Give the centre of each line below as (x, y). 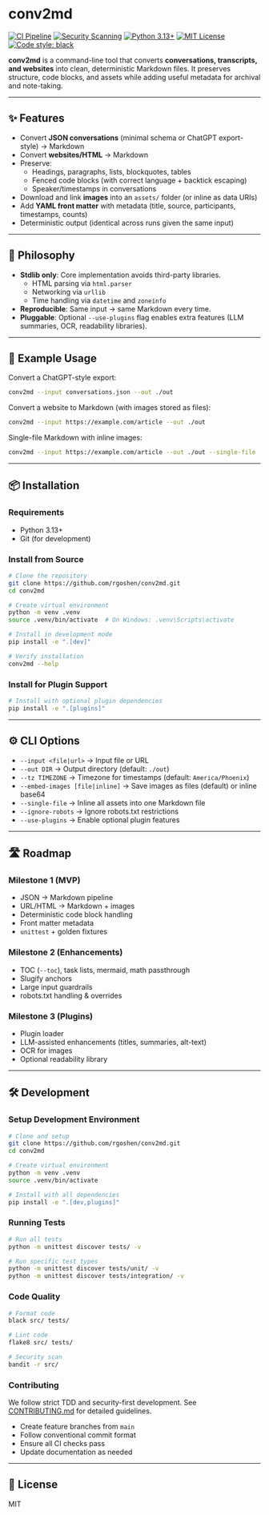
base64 (32, 794)
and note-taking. (36, 86)
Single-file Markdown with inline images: (75, 438)
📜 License (33, 1485)
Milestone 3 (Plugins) (51, 1016)
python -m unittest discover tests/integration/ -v (96, 1276)
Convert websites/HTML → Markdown (84, 155)
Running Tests (37, 1223)
